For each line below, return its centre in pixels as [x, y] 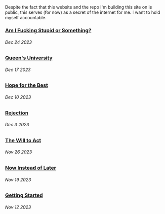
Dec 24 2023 [19, 42]
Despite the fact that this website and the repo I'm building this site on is [79, 7]
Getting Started [24, 195]
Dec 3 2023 [17, 125]
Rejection [17, 113]
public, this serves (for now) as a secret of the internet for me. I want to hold [83, 12]
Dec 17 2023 [18, 70]
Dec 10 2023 [18, 97]
